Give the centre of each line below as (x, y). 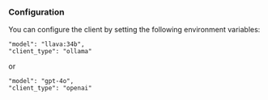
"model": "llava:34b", (47, 44)
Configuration (36, 12)
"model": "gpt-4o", (41, 81)
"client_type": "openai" (50, 88)
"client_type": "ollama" (50, 52)
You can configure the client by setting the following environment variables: (134, 30)
